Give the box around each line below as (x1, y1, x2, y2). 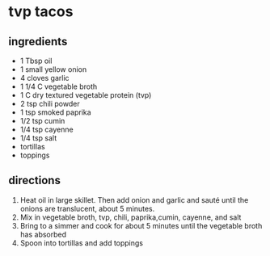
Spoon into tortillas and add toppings (19, 237, 144, 248)
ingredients (8, 35, 68, 48)
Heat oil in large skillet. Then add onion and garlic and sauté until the (19, 195, 249, 204)
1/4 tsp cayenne (19, 124, 74, 134)
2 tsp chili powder (19, 99, 80, 108)
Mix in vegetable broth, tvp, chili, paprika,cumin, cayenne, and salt (19, 212, 242, 222)
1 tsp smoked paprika (19, 107, 91, 117)
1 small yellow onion (19, 65, 87, 74)
